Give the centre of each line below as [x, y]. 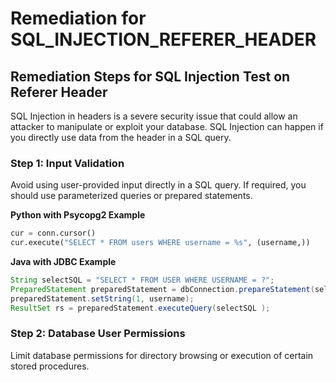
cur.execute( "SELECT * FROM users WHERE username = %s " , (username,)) [160, 243]
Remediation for [78, 18]
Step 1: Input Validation [67, 163]
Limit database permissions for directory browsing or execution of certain [162, 355]
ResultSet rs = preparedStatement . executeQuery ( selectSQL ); [140, 308]
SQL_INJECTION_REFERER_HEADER [163, 39]
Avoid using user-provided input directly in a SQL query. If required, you [158, 185]
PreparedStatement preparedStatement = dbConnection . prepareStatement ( [162, 289]
